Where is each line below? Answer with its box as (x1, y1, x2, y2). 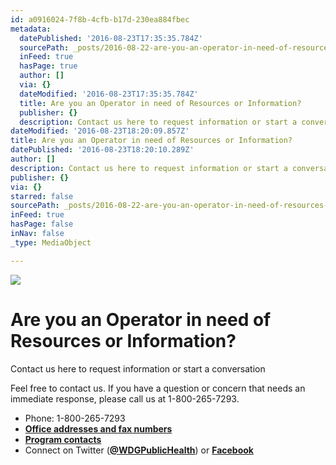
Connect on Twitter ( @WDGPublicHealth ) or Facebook (24, 444, 254, 456)
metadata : (10, 24, 52, 34)
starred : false (10, 191, 74, 201)
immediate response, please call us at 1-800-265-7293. (10, 392, 240, 405)
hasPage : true (19, 61, 78, 71)
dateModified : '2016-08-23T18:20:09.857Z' (10, 126, 190, 136)
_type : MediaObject (10, 237, 92, 248)
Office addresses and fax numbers (24, 422, 173, 435)
